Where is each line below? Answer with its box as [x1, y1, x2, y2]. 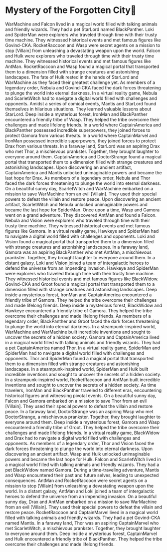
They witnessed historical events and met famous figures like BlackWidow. [5, 276, 159, 282]
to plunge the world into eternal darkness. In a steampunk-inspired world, [5, 323, 156, 329]
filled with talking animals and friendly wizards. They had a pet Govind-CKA [5, 515, 161, 521]
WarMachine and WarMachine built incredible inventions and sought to [5, 329, 151, 335]
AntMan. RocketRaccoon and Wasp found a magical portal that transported [5, 63, 160, 69]
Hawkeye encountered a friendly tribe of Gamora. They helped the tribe [5, 307, 153, 314]
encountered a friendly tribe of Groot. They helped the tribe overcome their [5, 424, 160, 430]
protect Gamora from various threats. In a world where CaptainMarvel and [5, 132, 157, 138]
